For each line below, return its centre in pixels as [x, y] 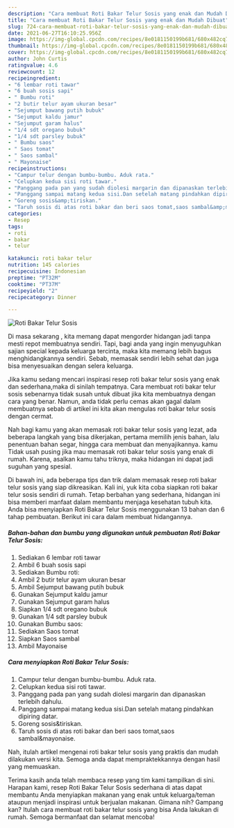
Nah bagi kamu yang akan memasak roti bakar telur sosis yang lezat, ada [112, 430]
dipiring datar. [38, 716]
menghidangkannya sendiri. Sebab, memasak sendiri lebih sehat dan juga [114, 359]
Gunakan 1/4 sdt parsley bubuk [62, 617]
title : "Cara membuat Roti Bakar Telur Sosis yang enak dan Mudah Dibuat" [118, 20]
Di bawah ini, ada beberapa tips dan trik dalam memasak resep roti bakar [112, 480]
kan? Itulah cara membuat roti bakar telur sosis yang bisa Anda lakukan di [114, 810]
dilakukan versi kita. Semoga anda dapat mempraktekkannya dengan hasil [114, 759]
